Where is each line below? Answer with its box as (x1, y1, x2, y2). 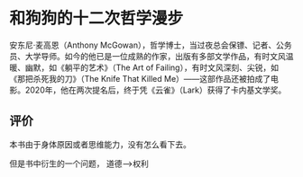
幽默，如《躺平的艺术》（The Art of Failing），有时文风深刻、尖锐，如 (24, 62, 280, 73)
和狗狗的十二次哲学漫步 (9, 8, 184, 29)
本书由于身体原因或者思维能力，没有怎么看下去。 (9, 138, 191, 149)
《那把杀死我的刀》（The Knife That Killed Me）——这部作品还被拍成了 (9, 73, 271, 84)
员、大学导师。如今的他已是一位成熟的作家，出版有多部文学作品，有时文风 (9, 50, 286, 61)
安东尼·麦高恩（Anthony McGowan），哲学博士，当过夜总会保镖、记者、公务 (9, 40, 292, 50)
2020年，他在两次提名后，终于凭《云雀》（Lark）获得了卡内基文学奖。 (24, 84, 287, 95)
